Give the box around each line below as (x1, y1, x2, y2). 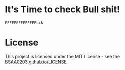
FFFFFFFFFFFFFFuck (5, 20, 43, 25)
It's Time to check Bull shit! (5, 4, 120, 15)
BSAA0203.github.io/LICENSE (5, 59, 67, 65)
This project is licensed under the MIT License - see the (5, 53, 120, 59)
